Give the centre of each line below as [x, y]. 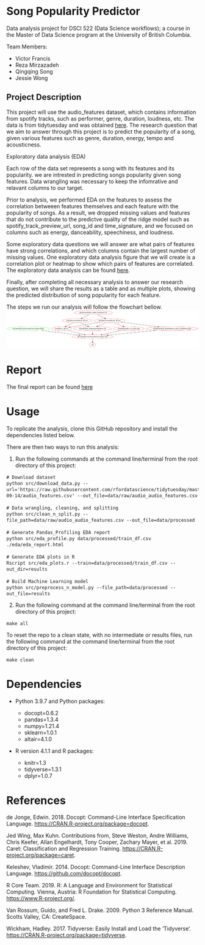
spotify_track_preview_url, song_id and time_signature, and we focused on [100, 225]
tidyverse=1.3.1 [43, 769]
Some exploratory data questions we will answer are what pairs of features [100, 244]
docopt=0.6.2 [41, 713]
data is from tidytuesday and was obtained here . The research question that [102, 125]
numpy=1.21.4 [42, 726]
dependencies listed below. [41, 435]
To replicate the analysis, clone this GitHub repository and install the [92, 428]
